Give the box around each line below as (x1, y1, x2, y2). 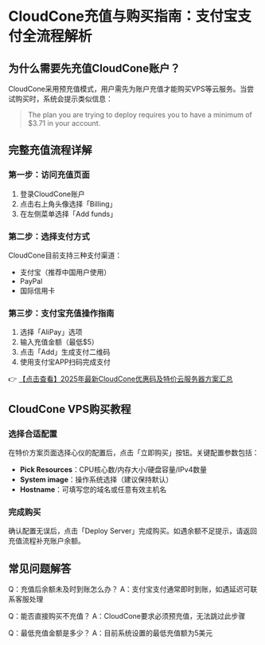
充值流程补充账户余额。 (8, 536, 85, 546)
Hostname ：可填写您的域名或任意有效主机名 (19, 484, 167, 494)
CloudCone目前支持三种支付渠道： (8, 250, 122, 260)
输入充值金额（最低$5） (19, 337, 99, 347)
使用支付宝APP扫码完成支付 (19, 357, 111, 367)
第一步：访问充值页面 (8, 169, 90, 180)
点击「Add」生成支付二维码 (19, 348, 111, 357)
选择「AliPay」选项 (19, 328, 83, 337)
